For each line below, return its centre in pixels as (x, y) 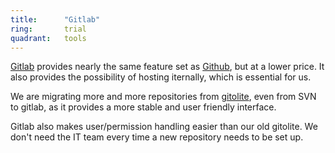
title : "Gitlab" (55, 19)
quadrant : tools (48, 38)
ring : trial (48, 29)
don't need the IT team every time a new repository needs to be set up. (157, 137)
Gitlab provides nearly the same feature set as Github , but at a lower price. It (167, 67)
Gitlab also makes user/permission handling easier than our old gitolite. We (164, 127)
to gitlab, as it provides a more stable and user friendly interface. (143, 107)
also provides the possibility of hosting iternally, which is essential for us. (161, 77)
